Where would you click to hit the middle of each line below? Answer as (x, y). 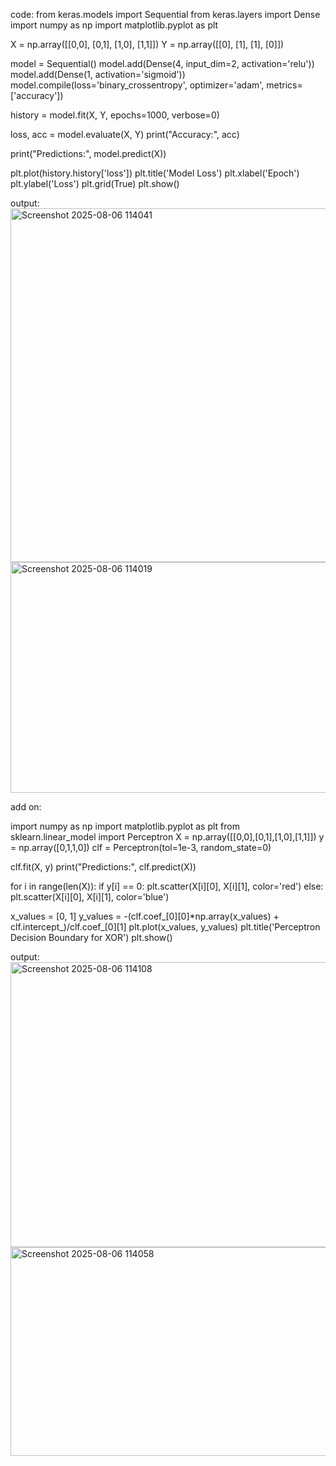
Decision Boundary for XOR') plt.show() (91, 937)
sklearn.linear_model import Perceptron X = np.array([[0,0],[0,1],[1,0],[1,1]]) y (167, 837)
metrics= (284, 85)
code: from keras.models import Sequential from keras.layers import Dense (165, 14)
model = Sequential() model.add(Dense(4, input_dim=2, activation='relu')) (162, 63)
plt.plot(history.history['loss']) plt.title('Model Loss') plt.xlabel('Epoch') (155, 173)
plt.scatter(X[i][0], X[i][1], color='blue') (90, 897)
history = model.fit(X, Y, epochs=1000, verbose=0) (115, 115)
